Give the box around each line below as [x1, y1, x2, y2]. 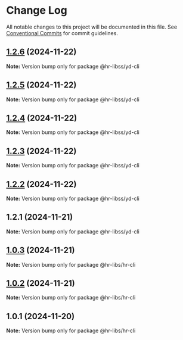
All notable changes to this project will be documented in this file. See [6, 23, 178, 30]
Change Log [6, 4, 67, 17]
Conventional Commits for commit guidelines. [6, 29, 118, 36]
